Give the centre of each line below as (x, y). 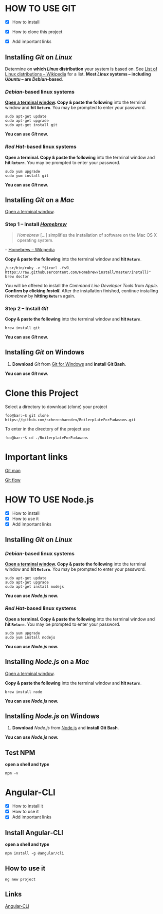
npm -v (12, 773)
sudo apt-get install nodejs (35, 587)
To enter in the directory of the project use (47, 429)
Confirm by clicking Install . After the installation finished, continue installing (81, 291)
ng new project (20, 879)
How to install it (27, 806)
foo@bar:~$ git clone (27, 415)
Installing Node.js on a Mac (47, 662)
